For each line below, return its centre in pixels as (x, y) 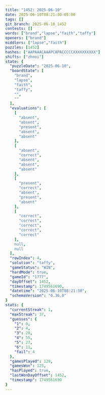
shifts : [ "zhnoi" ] (24, 57)
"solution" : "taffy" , (33, 263)
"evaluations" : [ (28, 108)
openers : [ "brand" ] (26, 38)
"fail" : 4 (25, 352)
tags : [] (14, 19)
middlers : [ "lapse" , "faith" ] (36, 43)
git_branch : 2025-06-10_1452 (36, 24)
